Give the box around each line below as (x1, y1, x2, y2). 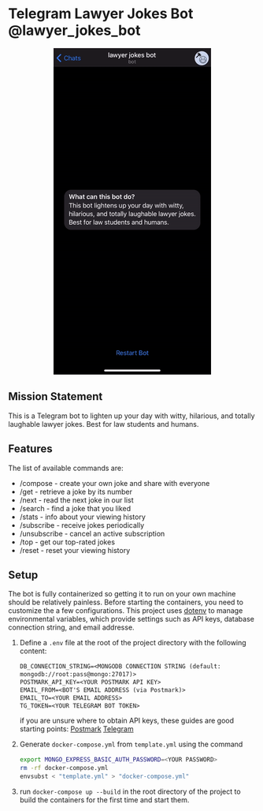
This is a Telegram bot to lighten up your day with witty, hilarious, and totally (8, 411, 255, 420)
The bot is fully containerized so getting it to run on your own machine (8, 589, 236, 599)
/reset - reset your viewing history (19, 545, 131, 555)
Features (8, 443, 53, 456)
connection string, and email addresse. (8, 622, 135, 632)
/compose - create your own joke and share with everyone (19, 478, 210, 488)
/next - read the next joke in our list (19, 495, 134, 505)
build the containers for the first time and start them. (19, 795, 190, 805)
